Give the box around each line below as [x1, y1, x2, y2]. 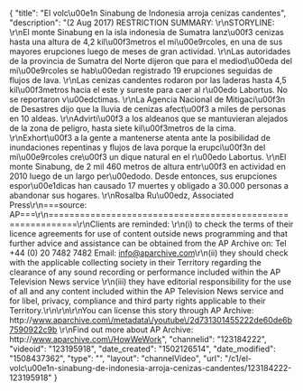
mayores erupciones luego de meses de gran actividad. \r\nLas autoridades [9, 46, 291, 57]
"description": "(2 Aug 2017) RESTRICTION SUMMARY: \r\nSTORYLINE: [9, 17, 275, 28]
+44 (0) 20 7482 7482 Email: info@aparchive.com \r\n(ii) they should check [9, 247, 289, 258]
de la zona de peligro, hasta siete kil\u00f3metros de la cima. [9, 123, 236, 134]
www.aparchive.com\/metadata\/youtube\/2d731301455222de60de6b [32, 315, 293, 325]
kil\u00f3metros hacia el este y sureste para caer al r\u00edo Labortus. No [9, 85, 289, 95]
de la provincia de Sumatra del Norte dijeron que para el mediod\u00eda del [9, 56, 293, 66]
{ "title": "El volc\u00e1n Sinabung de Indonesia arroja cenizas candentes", [9, 8, 287, 18]
